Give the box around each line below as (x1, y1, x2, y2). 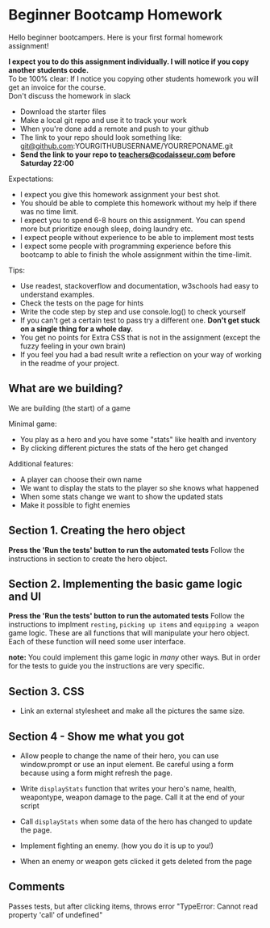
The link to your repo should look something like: (19, 132, 182, 142)
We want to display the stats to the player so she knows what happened (19, 483, 260, 492)
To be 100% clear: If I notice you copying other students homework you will (8, 74, 260, 83)
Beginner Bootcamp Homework (8, 6, 223, 24)
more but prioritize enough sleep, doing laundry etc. (19, 224, 193, 234)
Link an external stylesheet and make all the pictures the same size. (19, 706, 245, 716)
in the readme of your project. (19, 358, 119, 368)
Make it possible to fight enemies (19, 500, 131, 510)
